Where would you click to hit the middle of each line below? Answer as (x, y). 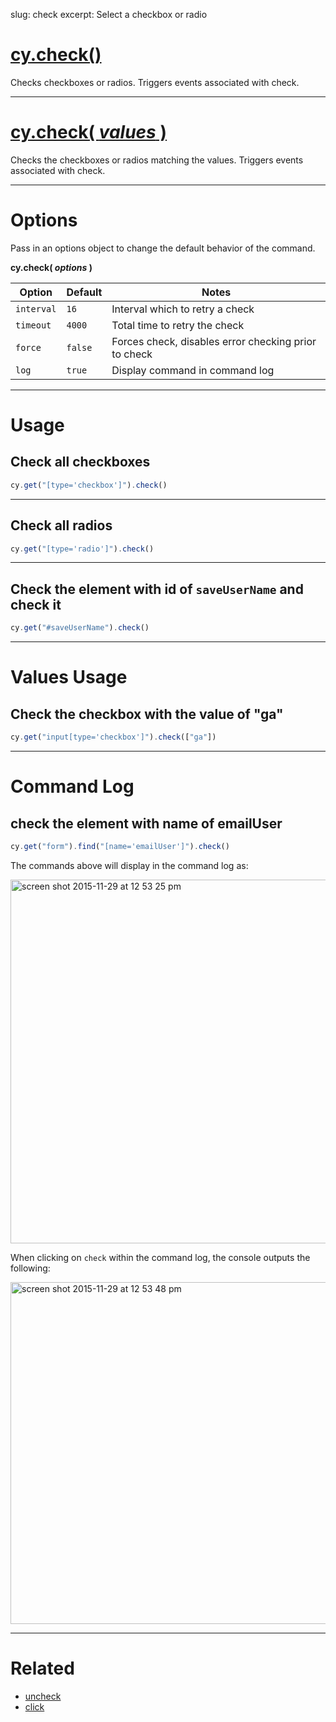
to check (132, 354)
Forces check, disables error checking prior (214, 341)
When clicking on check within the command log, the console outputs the (160, 1257)
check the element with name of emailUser (146, 823)
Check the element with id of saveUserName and (157, 589)
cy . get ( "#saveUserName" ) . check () (80, 628)
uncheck (43, 1696)
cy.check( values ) (88, 132)
